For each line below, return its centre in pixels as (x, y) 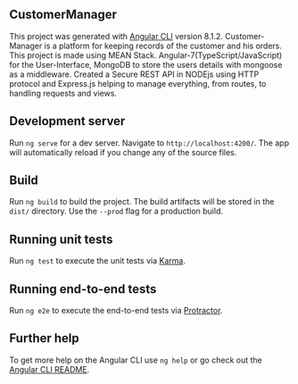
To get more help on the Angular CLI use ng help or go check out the (136, 360)
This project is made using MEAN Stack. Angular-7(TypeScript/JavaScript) (146, 55)
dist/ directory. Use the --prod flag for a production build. (116, 211)
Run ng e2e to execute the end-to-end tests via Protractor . (116, 311)
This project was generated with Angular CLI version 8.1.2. (116, 36)
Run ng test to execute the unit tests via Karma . (97, 261)
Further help (45, 338)
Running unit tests (61, 239)
